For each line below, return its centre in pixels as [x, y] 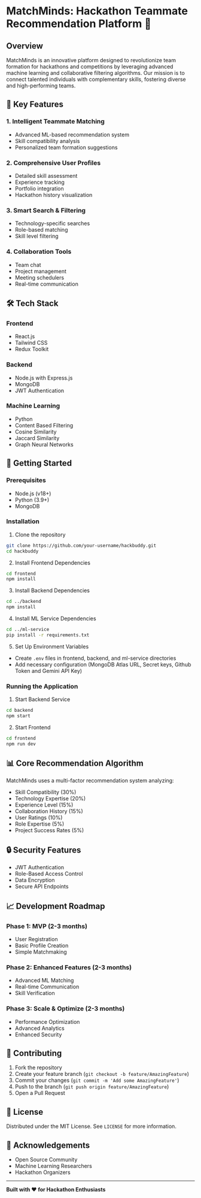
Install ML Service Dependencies [56, 618]
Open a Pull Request [40, 1093]
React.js [25, 336]
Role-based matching [41, 230]
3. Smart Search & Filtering [46, 210]
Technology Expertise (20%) [50, 799]
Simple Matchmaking [41, 952]
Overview [25, 46]
